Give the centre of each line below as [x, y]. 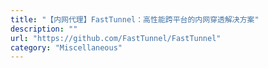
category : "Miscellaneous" [66, 47]
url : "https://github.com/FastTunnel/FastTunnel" [116, 38]
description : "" [44, 29]
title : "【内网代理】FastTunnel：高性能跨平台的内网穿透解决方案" [135, 19]
